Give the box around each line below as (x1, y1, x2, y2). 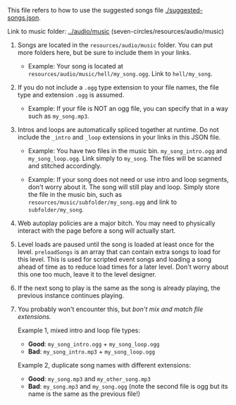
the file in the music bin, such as (27, 191, 122, 198)
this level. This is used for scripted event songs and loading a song (17, 255, 212, 263)
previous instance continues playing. (17, 291, 125, 299)
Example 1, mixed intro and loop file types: (17, 326, 141, 334)
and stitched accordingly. (27, 162, 102, 170)
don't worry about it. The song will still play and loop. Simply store (27, 183, 220, 191)
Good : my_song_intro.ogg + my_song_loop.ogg (27, 340, 160, 348)
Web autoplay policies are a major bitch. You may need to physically (17, 219, 216, 227)
